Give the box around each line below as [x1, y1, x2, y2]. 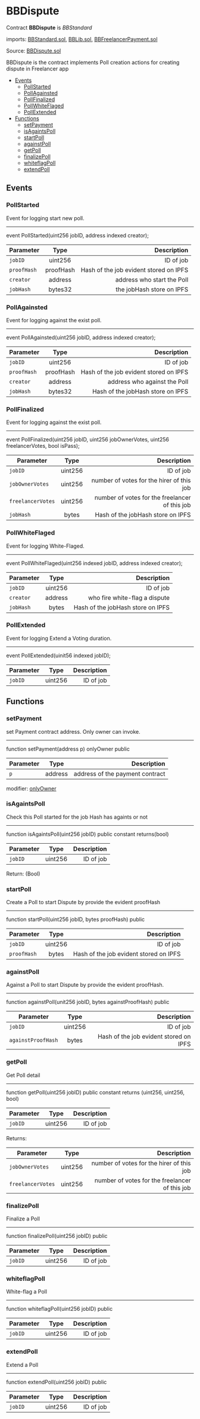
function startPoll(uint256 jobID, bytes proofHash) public [6, 916, 145, 923]
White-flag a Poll [6, 1288, 48, 1295]
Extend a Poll [6, 1361, 39, 1368]
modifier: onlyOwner [6, 785, 57, 792]
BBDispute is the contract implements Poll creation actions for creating [6, 59, 180, 66]
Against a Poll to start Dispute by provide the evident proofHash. [6, 981, 164, 988]
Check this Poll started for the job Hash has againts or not [6, 813, 148, 820]
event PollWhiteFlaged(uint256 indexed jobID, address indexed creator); [6, 559, 183, 566]
